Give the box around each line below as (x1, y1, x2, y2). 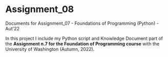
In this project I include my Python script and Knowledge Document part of (5, 35, 163, 41)
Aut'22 (5, 25, 19, 31)
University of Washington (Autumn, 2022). (5, 46, 95, 52)
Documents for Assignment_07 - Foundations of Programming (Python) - (5, 20, 159, 26)
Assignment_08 (5, 4, 74, 15)
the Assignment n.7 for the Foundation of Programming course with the (5, 40, 160, 46)
